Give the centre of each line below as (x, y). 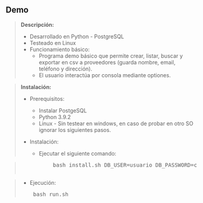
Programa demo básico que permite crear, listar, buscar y (111, 56)
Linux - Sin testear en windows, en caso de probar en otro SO (116, 123)
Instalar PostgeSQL (63, 110)
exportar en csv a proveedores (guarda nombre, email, (107, 62)
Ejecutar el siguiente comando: (77, 153)
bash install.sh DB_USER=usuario (103, 165)
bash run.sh (51, 194)
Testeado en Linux (53, 43)
